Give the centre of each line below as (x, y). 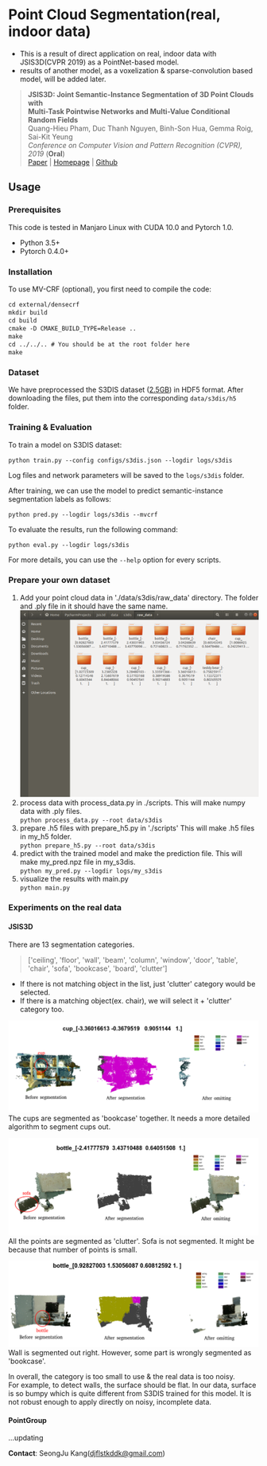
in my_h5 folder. (46, 836)
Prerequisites (35, 210)
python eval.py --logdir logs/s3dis (69, 545)
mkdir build (28, 312)
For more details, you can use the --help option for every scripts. (115, 560)
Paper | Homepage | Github (72, 162)
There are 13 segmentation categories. (72, 944)
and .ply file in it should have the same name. (94, 606)
